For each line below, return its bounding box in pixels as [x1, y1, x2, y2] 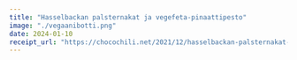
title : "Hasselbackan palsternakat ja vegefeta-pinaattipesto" [9, 12, 247, 22]
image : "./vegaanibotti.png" [9, 21, 117, 30]
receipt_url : [9, 37, 57, 47]
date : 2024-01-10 [9, 29, 73, 38]
